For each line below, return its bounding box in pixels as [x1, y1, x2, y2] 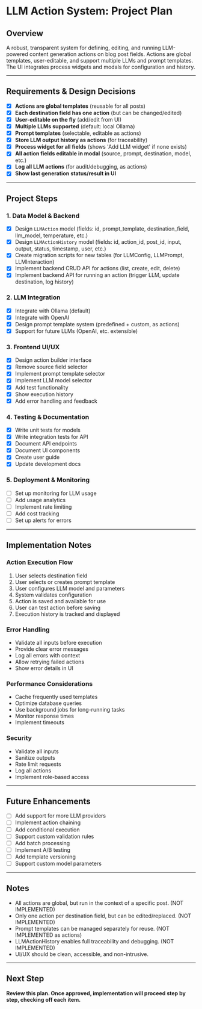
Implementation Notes [6, 540, 92, 550]
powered [6, 51, 28, 58]
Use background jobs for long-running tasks [14, 706, 125, 713]
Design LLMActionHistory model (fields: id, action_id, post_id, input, [14, 238, 182, 246]
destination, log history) [14, 278, 74, 285]
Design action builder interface [14, 356, 92, 364]
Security [6, 734, 32, 742]
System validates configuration [14, 591, 92, 598]
